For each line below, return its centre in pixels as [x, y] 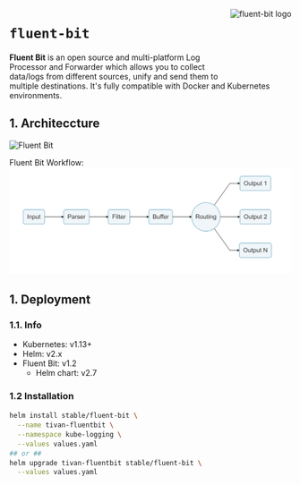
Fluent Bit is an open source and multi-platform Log [105, 57]
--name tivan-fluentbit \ [66, 425]
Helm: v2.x [42, 353]
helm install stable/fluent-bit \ [74, 416]
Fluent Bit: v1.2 [49, 363]
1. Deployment [50, 299]
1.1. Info [26, 325]
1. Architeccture [55, 124]
